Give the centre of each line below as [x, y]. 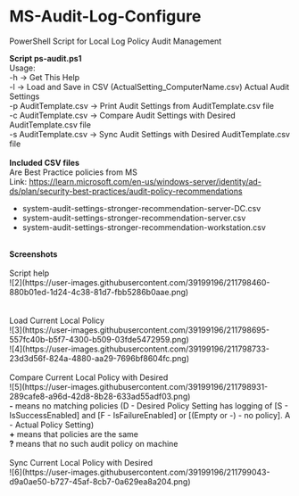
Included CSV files [45, 162]
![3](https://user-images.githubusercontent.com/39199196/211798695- [140, 330]
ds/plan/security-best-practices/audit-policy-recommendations [126, 191]
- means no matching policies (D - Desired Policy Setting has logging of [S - [149, 405]
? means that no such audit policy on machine [94, 443]
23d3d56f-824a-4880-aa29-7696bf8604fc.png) [100, 358]
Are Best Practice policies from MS [74, 172]
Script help [29, 273]
